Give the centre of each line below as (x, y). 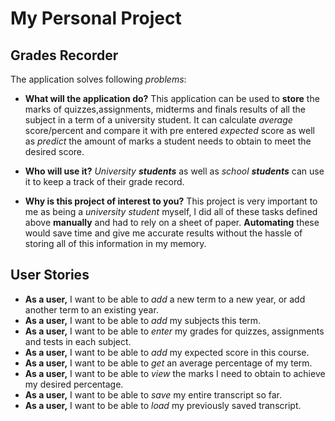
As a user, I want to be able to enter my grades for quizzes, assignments (174, 331)
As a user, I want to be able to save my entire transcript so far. (153, 394)
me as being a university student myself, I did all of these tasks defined (171, 211)
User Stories (50, 275)
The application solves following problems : (98, 79)
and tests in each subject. (78, 341)
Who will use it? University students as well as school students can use (174, 171)
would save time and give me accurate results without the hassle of (163, 233)
